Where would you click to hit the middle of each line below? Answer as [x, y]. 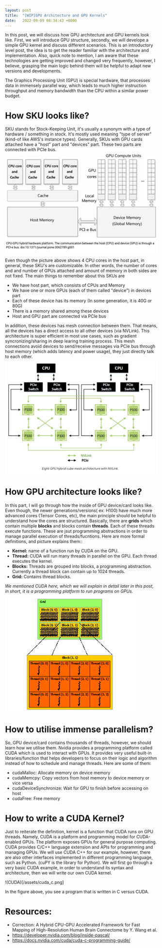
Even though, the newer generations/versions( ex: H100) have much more [79, 510]
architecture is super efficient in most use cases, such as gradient [71, 336]
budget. [13, 96]
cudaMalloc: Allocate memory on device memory [61, 773]
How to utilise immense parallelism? [79, 729]
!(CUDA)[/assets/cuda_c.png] [34, 882]
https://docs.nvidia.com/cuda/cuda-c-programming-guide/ [71, 940]
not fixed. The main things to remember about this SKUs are [65, 276]
